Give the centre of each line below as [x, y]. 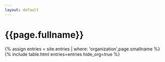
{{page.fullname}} [44, 35]
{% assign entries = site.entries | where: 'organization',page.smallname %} [82, 49]
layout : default [22, 10]
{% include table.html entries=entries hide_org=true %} [62, 54]
